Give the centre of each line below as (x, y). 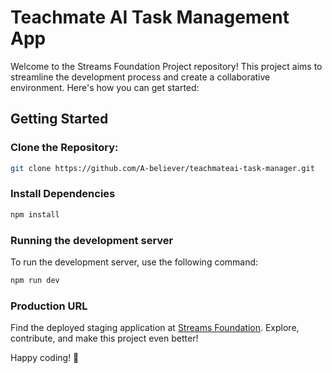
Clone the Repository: (64, 148)
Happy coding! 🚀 (45, 358)
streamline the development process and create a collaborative (140, 77)
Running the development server (92, 240)
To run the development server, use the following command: (134, 262)
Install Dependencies (63, 194)
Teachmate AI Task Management (150, 17)
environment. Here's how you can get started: (105, 87)
